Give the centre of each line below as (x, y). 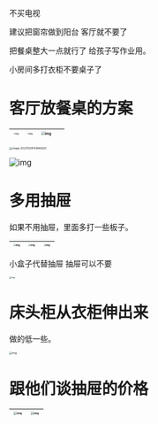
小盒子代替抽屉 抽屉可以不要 (60, 264)
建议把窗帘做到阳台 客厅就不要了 (68, 32)
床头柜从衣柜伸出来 (79, 313)
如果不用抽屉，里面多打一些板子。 (71, 227)
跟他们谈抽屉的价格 (79, 389)
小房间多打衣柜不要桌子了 (56, 69)
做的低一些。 (32, 339)
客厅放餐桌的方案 (71, 108)
